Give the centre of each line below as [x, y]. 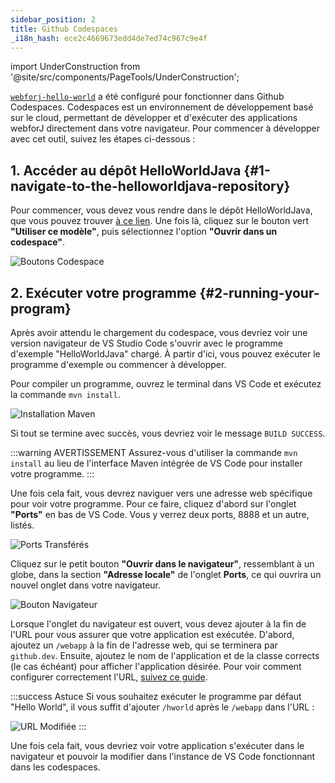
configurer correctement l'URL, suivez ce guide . [109, 677]
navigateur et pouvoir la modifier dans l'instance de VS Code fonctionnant [163, 756]
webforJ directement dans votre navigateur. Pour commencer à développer [165, 128]
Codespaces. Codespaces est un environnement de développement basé [162, 107]
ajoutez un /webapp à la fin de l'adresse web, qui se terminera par [144, 645]
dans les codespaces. [55, 767]
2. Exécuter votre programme [103, 292]
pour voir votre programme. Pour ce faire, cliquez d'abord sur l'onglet [153, 504]
